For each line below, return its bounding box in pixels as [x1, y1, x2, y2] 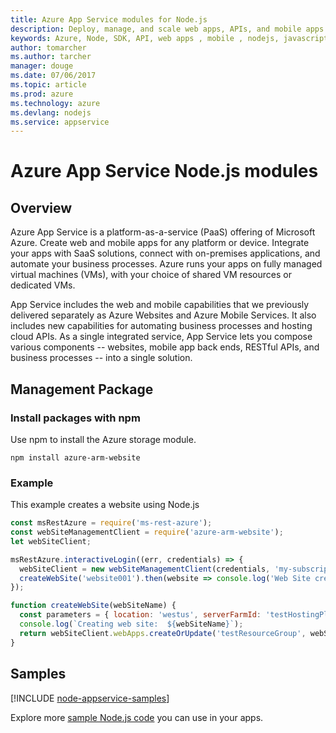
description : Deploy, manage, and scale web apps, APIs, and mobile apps [10, 24, 325, 34]
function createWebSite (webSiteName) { [10, 601, 177, 611]
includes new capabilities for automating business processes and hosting [10, 320, 313, 332]
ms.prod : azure [10, 89, 74, 99]
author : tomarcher [10, 42, 87, 53]
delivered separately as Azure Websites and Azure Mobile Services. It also [10, 309, 317, 321]
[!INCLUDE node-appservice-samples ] [10, 692, 170, 704]
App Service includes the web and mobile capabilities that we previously [10, 299, 310, 311]
